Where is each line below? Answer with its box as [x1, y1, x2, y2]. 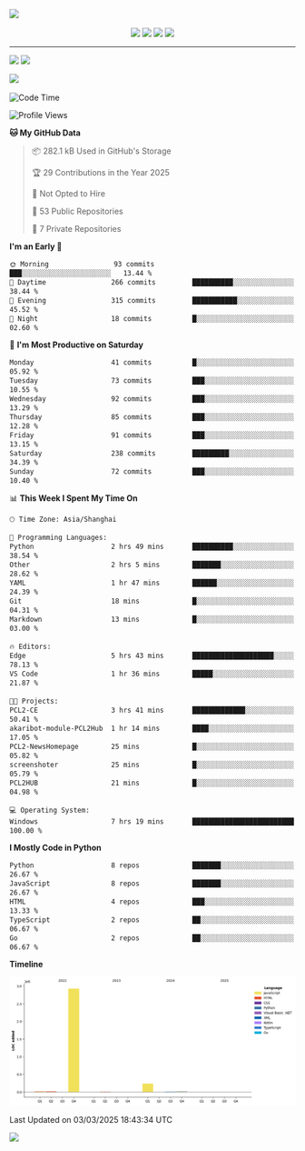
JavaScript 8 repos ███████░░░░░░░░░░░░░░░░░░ [9, 879, 295, 888]
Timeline [9, 959, 44, 969]
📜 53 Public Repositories [31, 205, 124, 216]
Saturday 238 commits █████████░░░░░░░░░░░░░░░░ [9, 449, 295, 458]
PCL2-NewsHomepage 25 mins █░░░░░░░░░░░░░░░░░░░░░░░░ [9, 742, 295, 751]
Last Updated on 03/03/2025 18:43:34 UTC [9, 1114, 173, 1125]
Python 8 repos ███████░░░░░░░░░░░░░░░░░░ [9, 861, 295, 870]
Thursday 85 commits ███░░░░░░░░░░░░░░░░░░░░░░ [9, 413, 295, 422]
